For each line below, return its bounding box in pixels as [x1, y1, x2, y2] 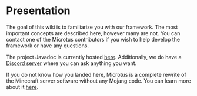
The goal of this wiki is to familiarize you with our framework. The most [6, 23, 178, 30]
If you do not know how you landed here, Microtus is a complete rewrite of [6, 71, 186, 78]
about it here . [6, 83, 39, 90]
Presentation [6, 4, 71, 18]
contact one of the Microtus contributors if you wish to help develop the [6, 36, 181, 43]
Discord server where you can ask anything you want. [6, 60, 137, 67]
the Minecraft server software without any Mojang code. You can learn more [6, 77, 191, 84]
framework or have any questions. [6, 42, 89, 49]
